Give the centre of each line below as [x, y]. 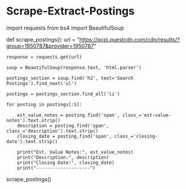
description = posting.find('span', [63, 126]
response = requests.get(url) [44, 57]
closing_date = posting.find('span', [65, 136]
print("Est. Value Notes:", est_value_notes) [75, 152]
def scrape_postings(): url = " [43, 39]
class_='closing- [136, 136]
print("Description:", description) [63, 157]
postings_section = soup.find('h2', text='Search [70, 78]
